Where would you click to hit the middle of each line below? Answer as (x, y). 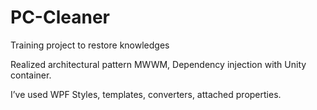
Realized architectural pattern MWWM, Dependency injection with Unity (158, 64)
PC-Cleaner (60, 17)
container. (31, 75)
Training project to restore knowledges (90, 45)
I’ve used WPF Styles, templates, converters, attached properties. (146, 94)
